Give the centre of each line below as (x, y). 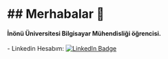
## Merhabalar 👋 (56, 14)
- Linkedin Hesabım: (35, 49)
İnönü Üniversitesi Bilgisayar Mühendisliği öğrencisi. (84, 33)
